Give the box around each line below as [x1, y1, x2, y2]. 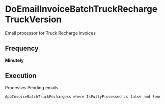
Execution [5, 72, 37, 80]
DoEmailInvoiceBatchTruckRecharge [5, 3, 158, 15]
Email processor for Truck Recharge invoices [5, 30, 96, 36]
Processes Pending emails [5, 84, 59, 90]
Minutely [5, 57, 24, 63]
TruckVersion [5, 14, 62, 25]
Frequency [5, 44, 39, 52]
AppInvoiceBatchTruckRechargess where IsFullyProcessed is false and [5, 94, 151, 99]
